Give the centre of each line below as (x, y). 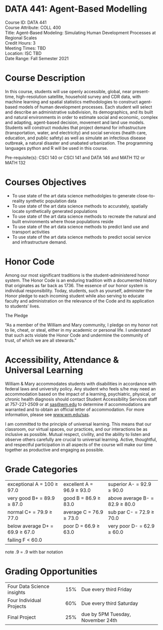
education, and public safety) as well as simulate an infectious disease (75, 138)
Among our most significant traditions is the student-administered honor (77, 275)
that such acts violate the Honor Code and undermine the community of (77, 335)
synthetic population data (51, 201)
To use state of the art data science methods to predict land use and (80, 226)
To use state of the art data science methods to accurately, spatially (80, 206)
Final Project (22, 617)
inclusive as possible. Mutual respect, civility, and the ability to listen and (78, 434)
